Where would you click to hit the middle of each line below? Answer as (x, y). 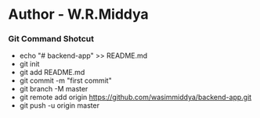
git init (29, 64)
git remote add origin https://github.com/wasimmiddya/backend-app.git (135, 97)
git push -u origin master (60, 105)
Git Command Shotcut (51, 39)
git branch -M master (54, 89)
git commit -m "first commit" (65, 80)
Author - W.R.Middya (78, 14)
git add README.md (52, 73)
